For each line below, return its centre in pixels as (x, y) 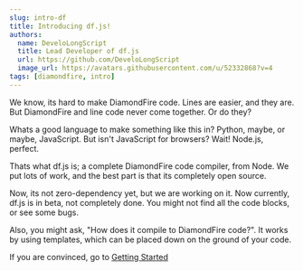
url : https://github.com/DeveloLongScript (99, 60)
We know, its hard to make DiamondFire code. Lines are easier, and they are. (152, 102)
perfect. (24, 148)
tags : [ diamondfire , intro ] (62, 77)
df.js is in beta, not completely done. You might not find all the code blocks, (150, 202)
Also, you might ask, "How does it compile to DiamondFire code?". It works (149, 229)
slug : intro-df (38, 18)
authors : (26, 34)
